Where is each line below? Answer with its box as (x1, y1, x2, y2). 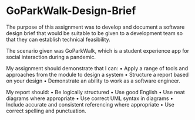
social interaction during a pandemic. (6, 53, 96, 60)
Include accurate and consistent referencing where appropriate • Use (6, 101, 174, 108)
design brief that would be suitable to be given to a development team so (6, 29, 183, 36)
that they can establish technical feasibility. (6, 36, 110, 43)
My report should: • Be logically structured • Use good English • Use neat (6, 88, 185, 95)
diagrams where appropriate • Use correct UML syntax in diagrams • (6, 95, 173, 102)
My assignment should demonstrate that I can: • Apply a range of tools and (6, 64, 189, 71)
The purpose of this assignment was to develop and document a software (6, 23, 185, 30)
